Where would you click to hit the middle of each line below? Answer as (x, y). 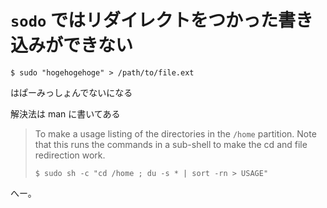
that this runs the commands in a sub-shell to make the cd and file (171, 144)
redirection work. (70, 155)
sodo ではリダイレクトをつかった (144, 20)
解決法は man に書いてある (65, 113)
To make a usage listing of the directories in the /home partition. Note (175, 133)
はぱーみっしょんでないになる (71, 92)
